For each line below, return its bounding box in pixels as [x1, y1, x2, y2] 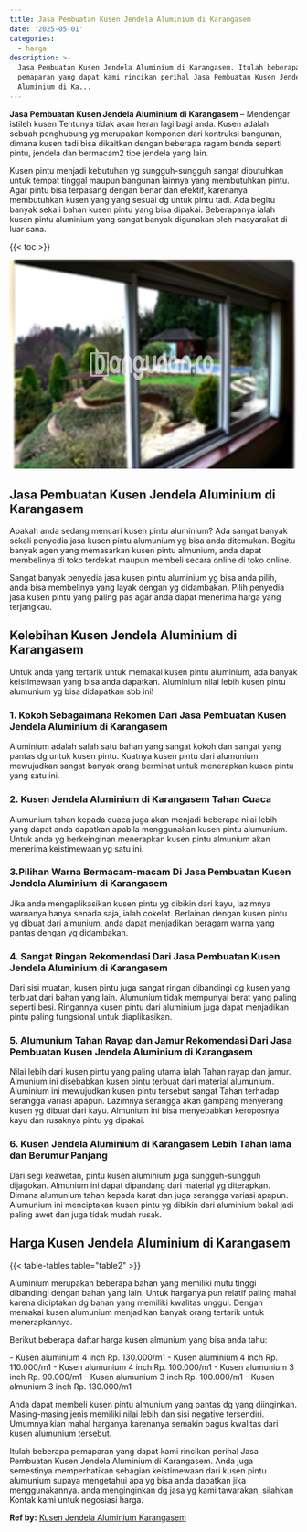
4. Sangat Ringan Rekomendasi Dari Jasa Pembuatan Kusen [9, 949, 281, 962]
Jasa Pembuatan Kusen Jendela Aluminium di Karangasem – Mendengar [9, 108, 291, 119]
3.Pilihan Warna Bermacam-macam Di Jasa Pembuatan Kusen [9, 865, 291, 878]
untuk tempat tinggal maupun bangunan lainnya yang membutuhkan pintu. [9, 175, 290, 186]
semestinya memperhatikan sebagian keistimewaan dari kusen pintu [9, 1464, 267, 1476]
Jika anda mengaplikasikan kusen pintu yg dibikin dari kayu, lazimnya [9, 897, 271, 909]
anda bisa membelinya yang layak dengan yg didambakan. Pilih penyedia [9, 582, 285, 594]
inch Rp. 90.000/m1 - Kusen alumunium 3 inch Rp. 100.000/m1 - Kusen [9, 1371, 275, 1382]
